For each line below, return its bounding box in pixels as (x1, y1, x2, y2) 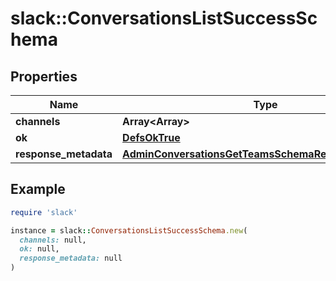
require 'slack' (10, 207, 78, 217)
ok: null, (19, 244, 60, 254)
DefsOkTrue (122, 131, 181, 144)
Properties (10, 68, 78, 85)
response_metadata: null (19, 253, 123, 264)
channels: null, (19, 235, 87, 245)
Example (10, 181, 66, 198)
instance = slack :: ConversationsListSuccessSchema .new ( (10, 225, 248, 236)
